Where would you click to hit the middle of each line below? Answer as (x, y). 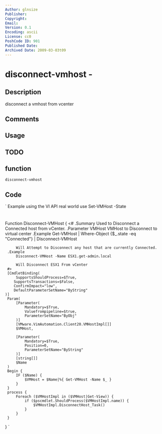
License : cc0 (18, 37)
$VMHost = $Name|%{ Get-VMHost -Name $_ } (68, 380)
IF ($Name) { (29, 375)
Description (23, 92)
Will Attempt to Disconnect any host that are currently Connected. (87, 248)
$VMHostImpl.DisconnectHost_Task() (69, 405)
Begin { (15, 371)
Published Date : (21, 46)
